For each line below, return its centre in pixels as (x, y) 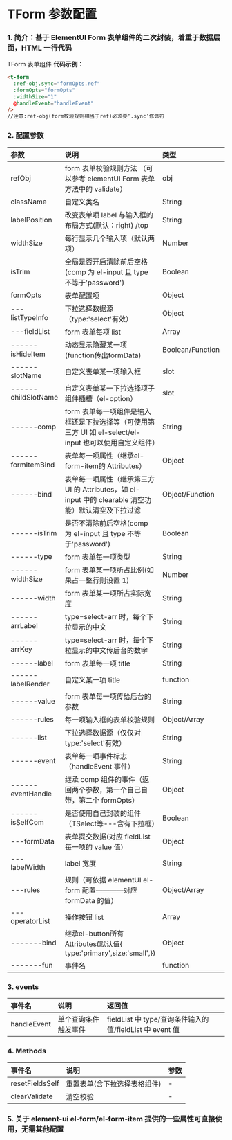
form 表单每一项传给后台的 (108, 696)
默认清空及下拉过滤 (110, 510)
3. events (23, 986)
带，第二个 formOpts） (102, 800)
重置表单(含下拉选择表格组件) (114, 1083)
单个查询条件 (79, 1019)
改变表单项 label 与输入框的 (109, 215)
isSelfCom (28, 822)
